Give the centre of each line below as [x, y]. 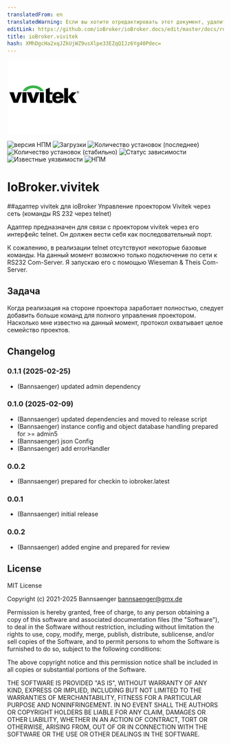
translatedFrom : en [35, 14]
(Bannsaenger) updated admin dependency [79, 386]
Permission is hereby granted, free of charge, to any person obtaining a [108, 612]
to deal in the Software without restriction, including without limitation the [111, 627]
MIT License [25, 585]
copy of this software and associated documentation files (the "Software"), [113, 619]
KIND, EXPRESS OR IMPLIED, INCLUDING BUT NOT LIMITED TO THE [104, 690]
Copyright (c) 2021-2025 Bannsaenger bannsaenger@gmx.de [95, 599]
